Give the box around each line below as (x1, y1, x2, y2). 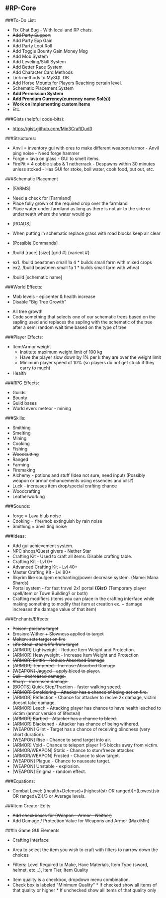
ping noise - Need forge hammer (12, 150, 80, 156)
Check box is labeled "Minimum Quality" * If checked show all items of (12, 882, 158, 888)
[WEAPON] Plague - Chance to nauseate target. (12, 757, 111, 764)
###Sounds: (5, 503, 31, 509)
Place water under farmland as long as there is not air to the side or (12, 205, 151, 211)
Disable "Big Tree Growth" (12, 299, 67, 304)
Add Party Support (12, 32, 51, 38)
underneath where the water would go (12, 211, 91, 217)
